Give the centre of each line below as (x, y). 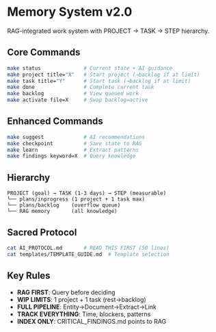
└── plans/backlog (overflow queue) (64, 205)
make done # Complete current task (81, 87)
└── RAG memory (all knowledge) (62, 212)
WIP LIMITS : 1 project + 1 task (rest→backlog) (82, 299)
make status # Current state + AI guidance (90, 68)
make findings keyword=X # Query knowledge (71, 156)
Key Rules (29, 276)
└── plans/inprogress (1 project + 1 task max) (76, 199)
